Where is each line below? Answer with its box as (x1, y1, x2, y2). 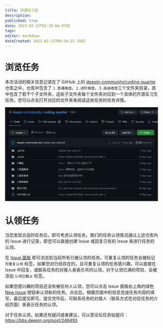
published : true (5, 18, 38, 23)
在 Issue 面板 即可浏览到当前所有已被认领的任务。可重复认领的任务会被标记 (5, 255, 155, 261)
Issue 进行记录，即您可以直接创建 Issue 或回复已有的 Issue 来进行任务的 (10, 238, 155, 244)
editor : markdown (5, 34, 40, 39)
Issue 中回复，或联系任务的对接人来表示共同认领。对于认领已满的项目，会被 (5, 267, 157, 273)
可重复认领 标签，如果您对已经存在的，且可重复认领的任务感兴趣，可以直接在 (5, 261, 156, 267)
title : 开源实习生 (5, 8, 39, 13)
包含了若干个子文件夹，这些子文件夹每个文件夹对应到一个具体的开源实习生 (9, 91, 158, 97)
